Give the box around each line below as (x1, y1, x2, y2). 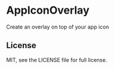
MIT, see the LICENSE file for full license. (6, 56, 108, 63)
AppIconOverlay (6, 4, 90, 17)
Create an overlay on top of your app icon (6, 23, 110, 30)
